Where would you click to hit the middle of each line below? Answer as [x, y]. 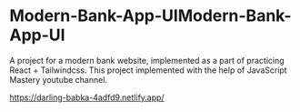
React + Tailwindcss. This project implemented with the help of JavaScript [149, 70]
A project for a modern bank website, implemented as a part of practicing [147, 60]
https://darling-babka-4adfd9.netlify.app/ [87, 97]
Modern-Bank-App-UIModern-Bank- [151, 16]
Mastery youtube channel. [58, 79]
